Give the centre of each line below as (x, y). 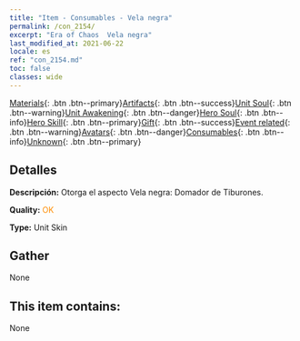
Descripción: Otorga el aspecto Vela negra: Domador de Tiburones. (136, 192)
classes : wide (36, 77)
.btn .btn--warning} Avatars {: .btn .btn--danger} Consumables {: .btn (135, 132)
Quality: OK (32, 209)
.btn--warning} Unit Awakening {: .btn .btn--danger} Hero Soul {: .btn (135, 112)
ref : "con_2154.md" (46, 60)
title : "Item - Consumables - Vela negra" (91, 18)
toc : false (30, 69)
